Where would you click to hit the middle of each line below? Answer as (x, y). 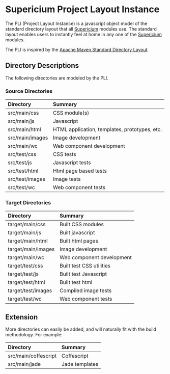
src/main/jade (24, 364)
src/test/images (27, 179)
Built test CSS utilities (85, 266)
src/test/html (23, 171)
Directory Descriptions (42, 65)
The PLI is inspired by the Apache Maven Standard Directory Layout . (77, 49)
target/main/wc (26, 257)
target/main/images (31, 249)
